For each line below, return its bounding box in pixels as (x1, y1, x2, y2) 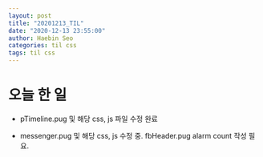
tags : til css (8, 49, 56, 57)
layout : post (8, 11, 52, 20)
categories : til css (8, 42, 78, 50)
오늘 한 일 (8, 86, 67, 104)
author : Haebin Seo (8, 34, 74, 42)
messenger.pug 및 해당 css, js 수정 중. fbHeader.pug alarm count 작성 (19, 131, 247, 140)
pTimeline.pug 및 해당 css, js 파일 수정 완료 (19, 114, 158, 123)
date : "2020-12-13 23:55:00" (8, 26, 106, 34)
